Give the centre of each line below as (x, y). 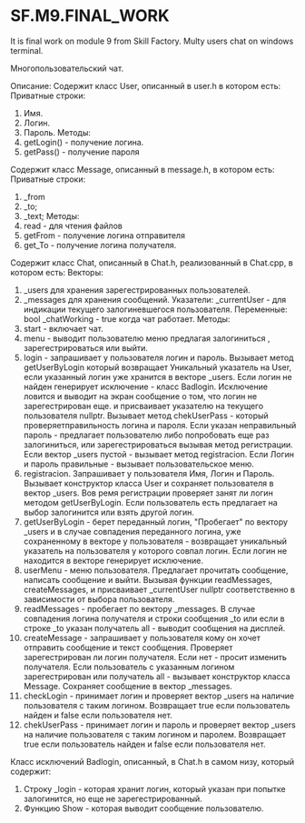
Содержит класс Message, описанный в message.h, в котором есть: (143, 169)
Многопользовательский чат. (67, 68)
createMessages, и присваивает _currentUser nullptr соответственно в (159, 589)
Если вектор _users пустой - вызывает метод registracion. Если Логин (158, 454)
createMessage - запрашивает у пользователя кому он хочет (142, 637)
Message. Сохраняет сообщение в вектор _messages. (128, 686)
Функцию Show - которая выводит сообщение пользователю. (143, 808)
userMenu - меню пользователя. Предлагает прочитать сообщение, (156, 570)
